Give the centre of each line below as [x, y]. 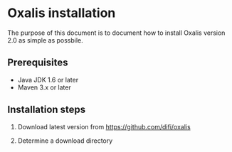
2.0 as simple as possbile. [45, 40]
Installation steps [47, 110]
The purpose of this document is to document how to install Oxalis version [116, 33]
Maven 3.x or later [44, 87]
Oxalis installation [62, 13]
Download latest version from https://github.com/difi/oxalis [104, 126]
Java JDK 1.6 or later [48, 80]
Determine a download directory [65, 141]
